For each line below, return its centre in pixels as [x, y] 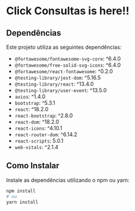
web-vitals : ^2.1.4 [37, 147]
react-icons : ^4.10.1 [38, 128]
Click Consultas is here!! [68, 11]
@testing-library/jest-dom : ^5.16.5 [58, 78]
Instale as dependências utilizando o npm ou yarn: [68, 180]
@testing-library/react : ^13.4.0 [54, 84]
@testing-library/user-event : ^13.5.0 [61, 90]
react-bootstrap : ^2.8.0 [44, 115]
